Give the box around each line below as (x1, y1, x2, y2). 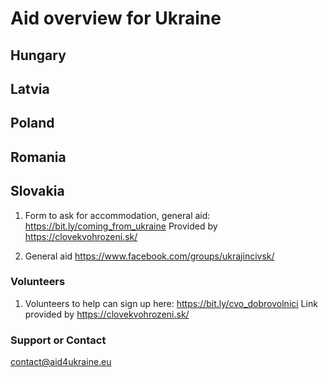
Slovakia (10, 183, 65, 200)
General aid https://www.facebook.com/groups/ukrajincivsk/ (24, 250, 275, 262)
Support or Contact (10, 333, 107, 347)
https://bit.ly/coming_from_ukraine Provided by (24, 220, 218, 232)
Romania (10, 148, 67, 166)
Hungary (10, 47, 67, 64)
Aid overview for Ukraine (10, 7, 222, 30)
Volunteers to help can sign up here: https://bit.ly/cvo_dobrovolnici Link (24, 297, 318, 309)
